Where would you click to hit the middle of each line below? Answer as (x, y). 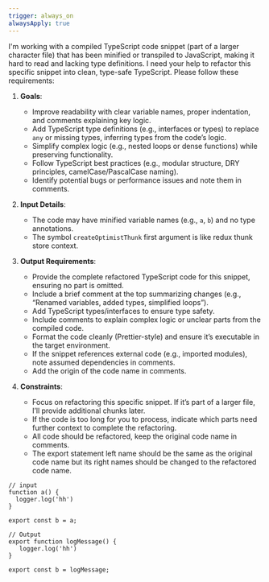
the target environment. (71, 345)
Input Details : (43, 204)
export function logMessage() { (62, 541)
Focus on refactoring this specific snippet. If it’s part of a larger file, (143, 402)
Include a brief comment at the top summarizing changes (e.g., (137, 294)
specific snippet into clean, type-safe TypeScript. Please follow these (124, 72)
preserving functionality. (72, 155)
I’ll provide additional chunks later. (89, 411)
